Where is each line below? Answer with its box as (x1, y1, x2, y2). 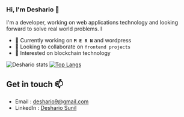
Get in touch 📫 (6, 79, 64, 89)
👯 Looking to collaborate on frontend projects (14, 43, 131, 50)
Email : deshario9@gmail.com (14, 98, 89, 105)
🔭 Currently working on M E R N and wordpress (14, 37, 132, 44)
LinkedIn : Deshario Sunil (14, 104, 77, 112)
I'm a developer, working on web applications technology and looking (6, 19, 179, 26)
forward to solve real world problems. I (6, 25, 102, 32)
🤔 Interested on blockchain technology (14, 50, 111, 57)
